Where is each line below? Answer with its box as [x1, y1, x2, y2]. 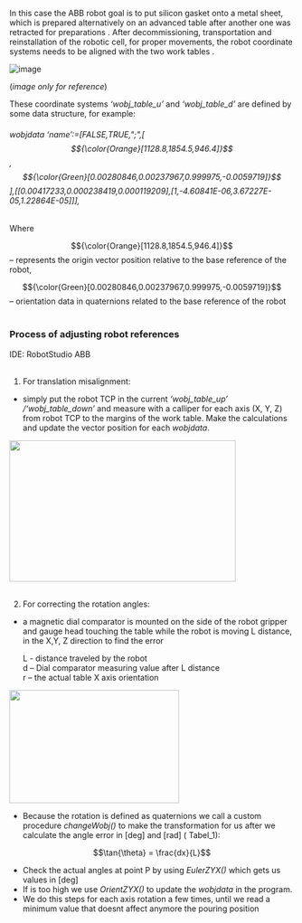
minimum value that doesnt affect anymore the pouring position [22, 903, 260, 914]
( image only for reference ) [9, 81, 108, 91]
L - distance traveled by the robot [22, 653, 147, 664]
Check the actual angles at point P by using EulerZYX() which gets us [22, 864, 281, 875]
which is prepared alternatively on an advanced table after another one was [9, 17, 291, 28]
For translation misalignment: [22, 375, 131, 387]
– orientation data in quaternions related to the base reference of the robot [9, 296, 287, 306]
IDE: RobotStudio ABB [9, 348, 91, 360]
